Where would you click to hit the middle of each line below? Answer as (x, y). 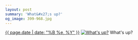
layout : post (19, 10)
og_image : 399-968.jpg (28, 19)
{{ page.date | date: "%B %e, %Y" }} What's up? (69, 33)
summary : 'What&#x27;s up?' (34, 14)
